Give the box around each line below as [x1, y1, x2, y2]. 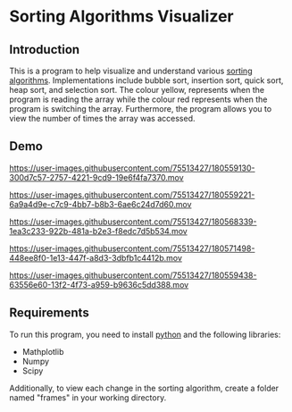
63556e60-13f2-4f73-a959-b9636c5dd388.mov [9, 279, 189, 290]
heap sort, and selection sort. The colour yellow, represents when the [9, 85, 265, 95]
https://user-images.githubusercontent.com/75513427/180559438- [9, 270, 257, 281]
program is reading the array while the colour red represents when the [9, 94, 268, 105]
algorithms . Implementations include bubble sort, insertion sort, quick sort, [9, 75, 284, 86]
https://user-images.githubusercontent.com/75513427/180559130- [9, 163, 255, 173]
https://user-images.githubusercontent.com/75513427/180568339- [9, 216, 257, 227]
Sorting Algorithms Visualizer [9, 6, 234, 27]
